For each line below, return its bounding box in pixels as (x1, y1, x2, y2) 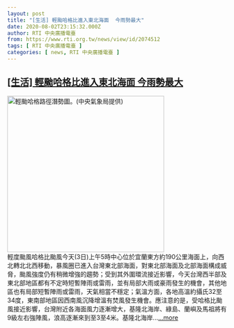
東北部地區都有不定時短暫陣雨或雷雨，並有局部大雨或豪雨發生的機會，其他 (7, 279, 221, 287)
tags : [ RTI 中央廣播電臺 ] (7, 42, 82, 49)
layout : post (7, 10, 45, 17)
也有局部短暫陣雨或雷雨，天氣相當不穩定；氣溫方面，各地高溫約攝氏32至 (13, 287, 223, 295)
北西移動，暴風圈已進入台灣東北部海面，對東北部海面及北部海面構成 (25, 261, 221, 270)
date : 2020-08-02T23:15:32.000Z (7, 23, 101, 30)
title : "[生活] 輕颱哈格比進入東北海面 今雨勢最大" (7, 17, 145, 24)
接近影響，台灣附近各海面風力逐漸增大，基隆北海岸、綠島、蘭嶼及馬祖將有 (13, 304, 227, 313)
